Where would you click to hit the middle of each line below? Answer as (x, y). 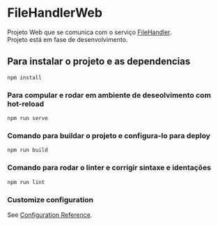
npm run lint (26, 182)
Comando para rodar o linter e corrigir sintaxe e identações (109, 167)
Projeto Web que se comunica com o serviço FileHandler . (89, 32)
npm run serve (28, 119)
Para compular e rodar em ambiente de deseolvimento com (109, 95)
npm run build (28, 150)
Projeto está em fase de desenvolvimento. (68, 39)
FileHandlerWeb (55, 13)
